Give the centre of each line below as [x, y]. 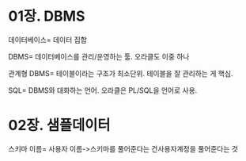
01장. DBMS [47, 16]
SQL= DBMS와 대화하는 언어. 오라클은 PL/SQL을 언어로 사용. [103, 90]
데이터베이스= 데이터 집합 [47, 40]
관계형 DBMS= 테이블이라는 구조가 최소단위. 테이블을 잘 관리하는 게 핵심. [121, 73]
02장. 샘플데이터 [59, 126]
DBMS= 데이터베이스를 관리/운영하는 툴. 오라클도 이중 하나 [99, 56]
